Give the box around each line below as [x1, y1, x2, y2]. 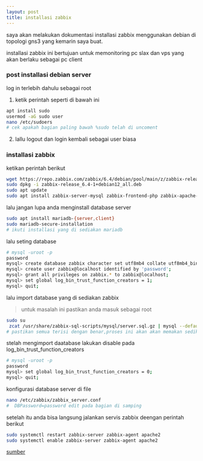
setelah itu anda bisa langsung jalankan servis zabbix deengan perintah [6, 413, 184, 421]
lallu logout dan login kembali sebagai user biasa [14, 135, 137, 143]
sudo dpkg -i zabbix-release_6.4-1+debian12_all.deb [6, 182, 142, 188]
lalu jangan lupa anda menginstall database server [6, 204, 132, 211]
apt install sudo [6, 108, 50, 114]
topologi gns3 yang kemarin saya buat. [6, 37, 103, 45]
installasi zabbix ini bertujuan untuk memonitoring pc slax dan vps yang [6, 49, 184, 56]
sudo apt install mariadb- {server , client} [6, 216, 115, 222]
